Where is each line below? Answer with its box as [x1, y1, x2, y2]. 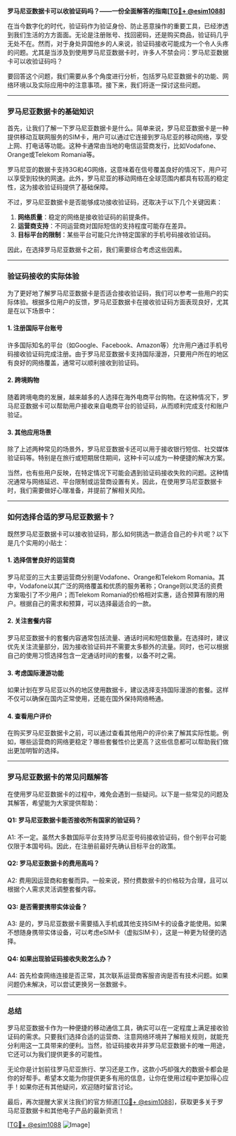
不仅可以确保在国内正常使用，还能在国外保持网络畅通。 [7, 694, 167, 703]
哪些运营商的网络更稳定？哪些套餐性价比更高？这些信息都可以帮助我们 [19, 737, 223, 746]
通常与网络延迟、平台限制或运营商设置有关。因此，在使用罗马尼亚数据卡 [13, 478, 223, 486]
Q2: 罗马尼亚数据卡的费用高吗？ [7, 859, 100, 868]
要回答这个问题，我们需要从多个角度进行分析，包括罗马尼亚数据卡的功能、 [7, 72, 223, 80]
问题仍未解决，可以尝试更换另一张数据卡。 [7, 980, 131, 989]
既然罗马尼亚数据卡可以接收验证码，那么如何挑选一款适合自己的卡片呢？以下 [7, 530, 229, 538]
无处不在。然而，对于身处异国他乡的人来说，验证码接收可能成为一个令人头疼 [7, 39, 229, 48]
